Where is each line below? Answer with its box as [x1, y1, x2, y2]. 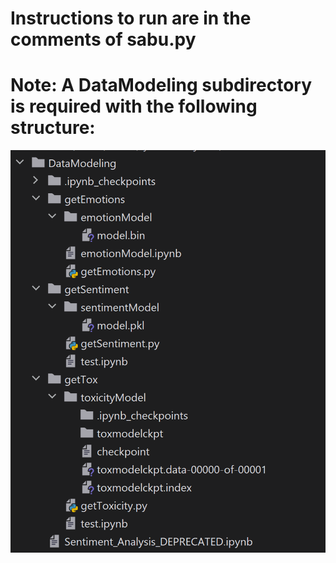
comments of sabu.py [10, 28, 197, 51]
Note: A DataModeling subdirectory [10, 74, 313, 97]
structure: [10, 117, 96, 139]
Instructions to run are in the [10, 7, 252, 30]
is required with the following [10, 95, 258, 118]
